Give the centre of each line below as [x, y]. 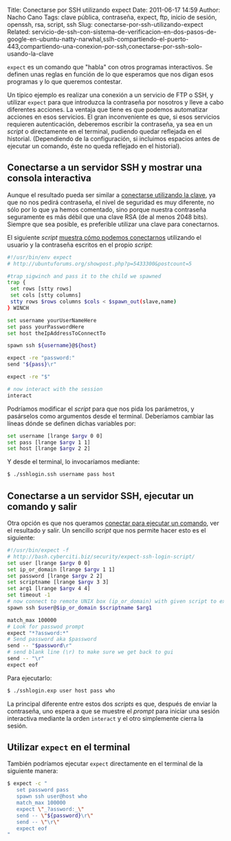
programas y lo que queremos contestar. [65, 81]
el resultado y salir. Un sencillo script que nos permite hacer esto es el [107, 530]
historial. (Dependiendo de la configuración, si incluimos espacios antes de [113, 139]
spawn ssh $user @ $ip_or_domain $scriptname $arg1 [80, 607]
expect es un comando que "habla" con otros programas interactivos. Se [110, 67]
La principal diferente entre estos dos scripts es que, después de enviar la [112, 704]
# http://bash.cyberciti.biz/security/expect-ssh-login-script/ [101, 557]
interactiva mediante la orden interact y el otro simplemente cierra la [106, 718]
